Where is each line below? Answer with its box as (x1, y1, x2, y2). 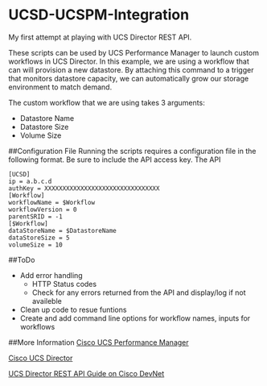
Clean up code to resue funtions (19, 305, 127, 314)
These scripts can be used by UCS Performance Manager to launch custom (8, 48, 260, 57)
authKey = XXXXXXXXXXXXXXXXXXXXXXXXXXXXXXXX (8, 184, 160, 193)
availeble (31, 296, 62, 305)
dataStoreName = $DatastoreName (8, 226, 117, 235)
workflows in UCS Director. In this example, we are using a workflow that (8, 56, 249, 66)
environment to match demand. (8, 82, 113, 92)
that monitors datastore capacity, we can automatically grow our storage (8, 73, 249, 83)
